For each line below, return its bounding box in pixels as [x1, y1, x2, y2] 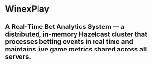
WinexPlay [5, 3, 50, 14]
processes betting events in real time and [5, 38, 133, 46]
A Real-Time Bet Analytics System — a [5, 23, 125, 31]
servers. [5, 52, 32, 61]
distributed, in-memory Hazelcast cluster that [5, 30, 148, 38]
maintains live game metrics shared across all [5, 45, 147, 53]
